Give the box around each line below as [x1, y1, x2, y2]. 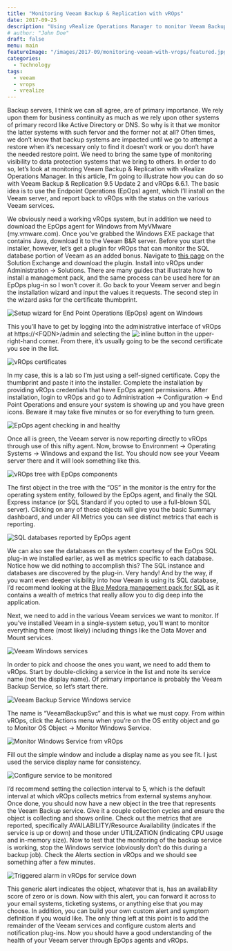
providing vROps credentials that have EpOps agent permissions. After [7, 386, 209, 394]
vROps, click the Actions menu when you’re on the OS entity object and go [7, 716, 220, 725]
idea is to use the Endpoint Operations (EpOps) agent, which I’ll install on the [7, 187, 225, 195]
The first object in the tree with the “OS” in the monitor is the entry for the [7, 483, 216, 492]
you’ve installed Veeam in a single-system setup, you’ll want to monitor [7, 619, 210, 627]
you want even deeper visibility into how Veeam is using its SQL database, [7, 576, 219, 584]
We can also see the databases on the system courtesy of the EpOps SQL [7, 547, 217, 555]
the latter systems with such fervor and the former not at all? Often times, [7, 128, 215, 137]
